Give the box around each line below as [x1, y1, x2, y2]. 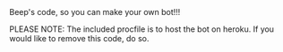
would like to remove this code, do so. [9, 33, 150, 43]
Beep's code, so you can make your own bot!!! [9, 7, 181, 17]
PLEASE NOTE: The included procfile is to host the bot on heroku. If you [9, 24, 275, 34]
